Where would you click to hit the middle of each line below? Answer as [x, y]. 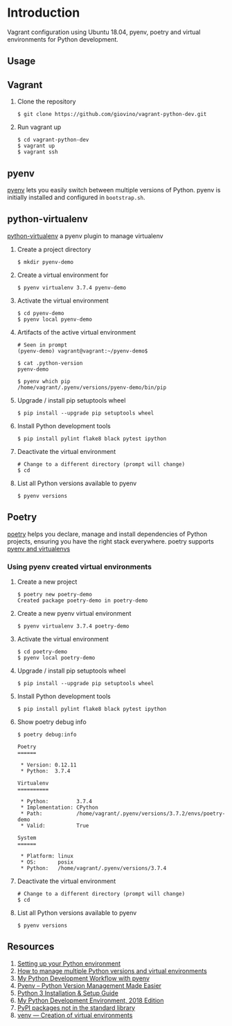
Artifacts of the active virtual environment [77, 332]
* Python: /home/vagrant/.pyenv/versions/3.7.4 [93, 868]
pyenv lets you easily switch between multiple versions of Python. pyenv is [114, 190]
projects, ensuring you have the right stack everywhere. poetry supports [111, 541]
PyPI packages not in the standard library [76, 1007]
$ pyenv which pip [44, 381]
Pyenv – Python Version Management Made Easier [89, 985]
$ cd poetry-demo [42, 651]
